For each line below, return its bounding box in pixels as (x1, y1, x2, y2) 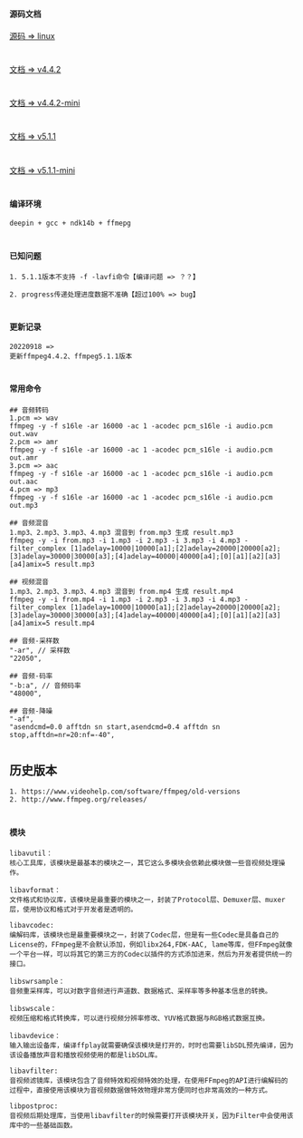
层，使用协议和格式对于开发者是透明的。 (9, 905, 137, 914)
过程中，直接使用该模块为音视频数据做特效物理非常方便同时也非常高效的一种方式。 (9, 1086, 272, 1095)
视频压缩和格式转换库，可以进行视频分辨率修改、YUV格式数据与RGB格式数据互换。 (9, 1014, 270, 1023)
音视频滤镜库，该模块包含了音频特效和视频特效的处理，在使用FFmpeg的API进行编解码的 (9, 1076, 289, 1085)
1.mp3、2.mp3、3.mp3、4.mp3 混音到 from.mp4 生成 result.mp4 (9, 587, 233, 596)
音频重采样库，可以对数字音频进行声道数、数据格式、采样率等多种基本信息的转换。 (9, 987, 272, 996)
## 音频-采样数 (9, 636, 61, 646)
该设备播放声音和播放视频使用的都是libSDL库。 (9, 1051, 162, 1060)
